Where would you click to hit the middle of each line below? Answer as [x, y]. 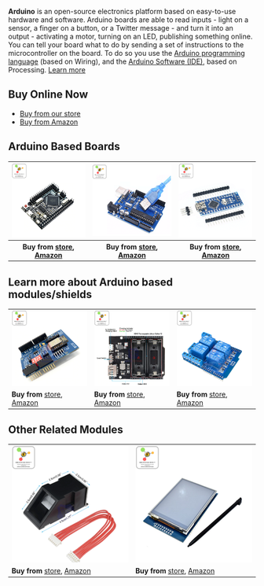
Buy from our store [50, 113]
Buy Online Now [48, 95]
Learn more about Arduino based [90, 282]
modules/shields [50, 294]
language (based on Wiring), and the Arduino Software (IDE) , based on [123, 61]
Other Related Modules [66, 430]
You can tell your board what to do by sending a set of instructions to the [126, 45]
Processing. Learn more [47, 70]
